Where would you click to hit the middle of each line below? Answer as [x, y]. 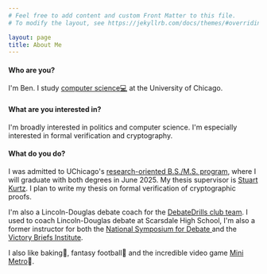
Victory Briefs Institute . [46, 237]
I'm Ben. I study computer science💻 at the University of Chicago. [116, 88]
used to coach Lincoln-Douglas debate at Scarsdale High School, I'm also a [132, 220]
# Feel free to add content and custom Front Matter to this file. [122, 15]
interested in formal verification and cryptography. [91, 135]
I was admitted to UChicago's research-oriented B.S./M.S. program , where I [132, 171]
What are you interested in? [55, 110]
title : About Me [35, 44]
